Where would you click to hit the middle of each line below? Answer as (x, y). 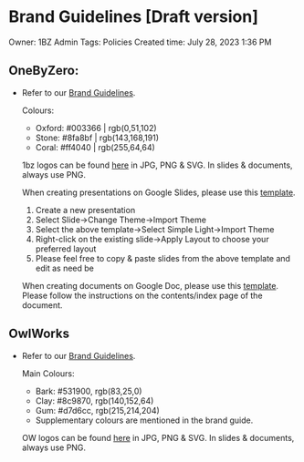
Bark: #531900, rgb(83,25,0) (89, 391)
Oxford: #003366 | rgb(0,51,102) (96, 128)
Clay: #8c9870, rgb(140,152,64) (94, 400)
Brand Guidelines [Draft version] (134, 17)
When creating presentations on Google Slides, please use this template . (158, 192)
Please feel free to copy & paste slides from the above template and (163, 258)
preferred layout (66, 249)
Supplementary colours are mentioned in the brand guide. (144, 420)
